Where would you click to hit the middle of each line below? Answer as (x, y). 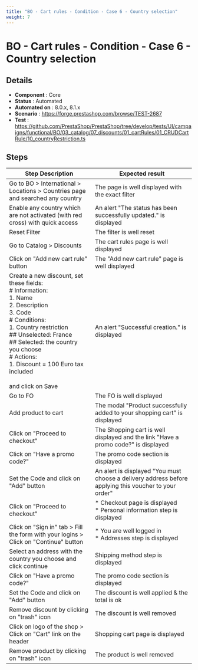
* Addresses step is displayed (137, 538)
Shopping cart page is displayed (140, 634)
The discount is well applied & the (142, 593)
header (19, 642)
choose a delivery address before (141, 478)
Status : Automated (38, 101)
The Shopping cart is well (130, 430)
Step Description (49, 173)
